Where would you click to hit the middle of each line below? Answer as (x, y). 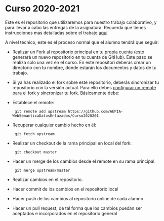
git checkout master (36, 152)
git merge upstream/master (42, 170)
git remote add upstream (40, 111)
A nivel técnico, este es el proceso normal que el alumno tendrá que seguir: (82, 42)
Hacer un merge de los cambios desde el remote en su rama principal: (84, 161)
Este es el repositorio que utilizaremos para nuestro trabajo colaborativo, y (81, 22)
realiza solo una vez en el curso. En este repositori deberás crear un (82, 62)
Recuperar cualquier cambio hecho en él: (54, 125)
